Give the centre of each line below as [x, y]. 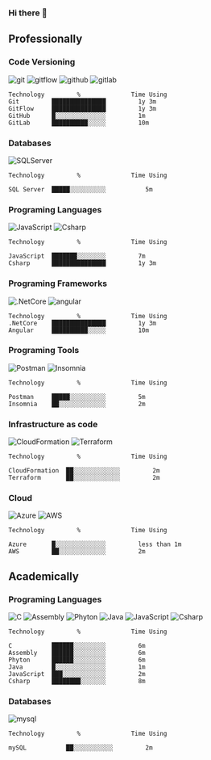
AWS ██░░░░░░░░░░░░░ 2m [77, 552]
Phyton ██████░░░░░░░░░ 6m [77, 660]
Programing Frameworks [58, 283]
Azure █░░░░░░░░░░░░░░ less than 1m [95, 544]
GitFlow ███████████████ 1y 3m [83, 108]
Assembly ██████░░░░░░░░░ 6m [77, 653]
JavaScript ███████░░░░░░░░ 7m [77, 256]
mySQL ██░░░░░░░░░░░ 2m [81, 748]
